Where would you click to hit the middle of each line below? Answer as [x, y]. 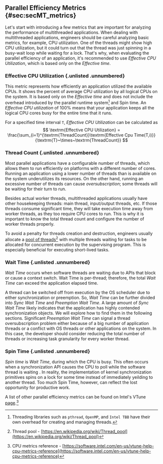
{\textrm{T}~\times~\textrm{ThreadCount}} [78, 140]
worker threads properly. [30, 224]
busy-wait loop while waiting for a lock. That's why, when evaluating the [77, 53]
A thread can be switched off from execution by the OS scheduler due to [78, 293]
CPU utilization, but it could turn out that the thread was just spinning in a [78, 47]
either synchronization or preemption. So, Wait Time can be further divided [80, 298]
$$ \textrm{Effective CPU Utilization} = [81, 130]
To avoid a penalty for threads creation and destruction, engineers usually [79, 233]
